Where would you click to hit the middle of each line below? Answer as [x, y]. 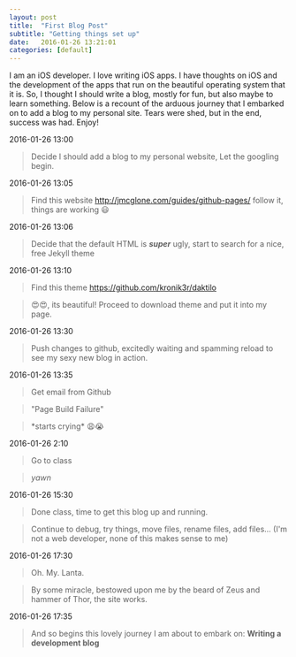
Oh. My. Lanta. [57, 573]
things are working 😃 [70, 210]
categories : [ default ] [51, 50]
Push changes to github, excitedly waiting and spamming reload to [152, 348]
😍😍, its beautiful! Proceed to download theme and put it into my [149, 305]
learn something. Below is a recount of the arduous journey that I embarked [147, 103]
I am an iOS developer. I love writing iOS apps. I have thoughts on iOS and [144, 75]
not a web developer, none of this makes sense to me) [129, 539]
